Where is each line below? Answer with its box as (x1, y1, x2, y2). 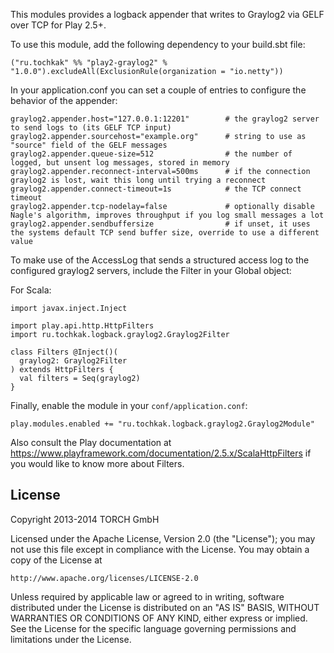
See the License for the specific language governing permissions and (10, 622, 297, 634)
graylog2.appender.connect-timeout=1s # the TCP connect (10, 184, 302, 194)
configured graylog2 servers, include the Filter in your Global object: (10, 265, 292, 276)
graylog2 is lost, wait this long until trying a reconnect (10, 175, 267, 185)
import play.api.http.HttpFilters (10, 321, 155, 331)
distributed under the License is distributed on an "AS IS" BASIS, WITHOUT (10, 601, 320, 613)
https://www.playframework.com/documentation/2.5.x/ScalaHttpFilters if (10, 447, 312, 459)
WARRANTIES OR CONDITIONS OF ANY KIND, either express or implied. (10, 612, 308, 624)
